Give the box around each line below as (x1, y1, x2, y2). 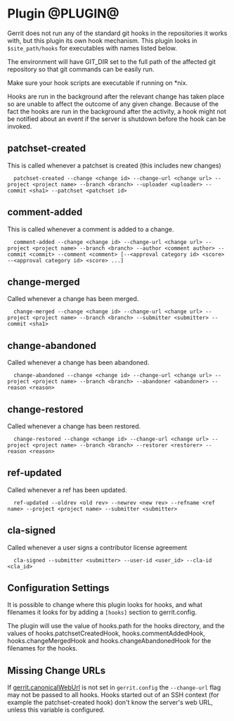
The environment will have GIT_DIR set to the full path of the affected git (7, 57, 216, 65)
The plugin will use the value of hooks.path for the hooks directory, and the (7, 622, 225, 630)
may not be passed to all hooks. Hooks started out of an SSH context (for (7, 691, 219, 699)
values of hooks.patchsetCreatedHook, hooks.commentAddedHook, (7, 629, 205, 638)
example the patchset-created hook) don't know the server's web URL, (7, 698, 213, 707)
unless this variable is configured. (7, 706, 105, 714)
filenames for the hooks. (7, 644, 78, 653)
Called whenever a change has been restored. (7, 422, 141, 430)
